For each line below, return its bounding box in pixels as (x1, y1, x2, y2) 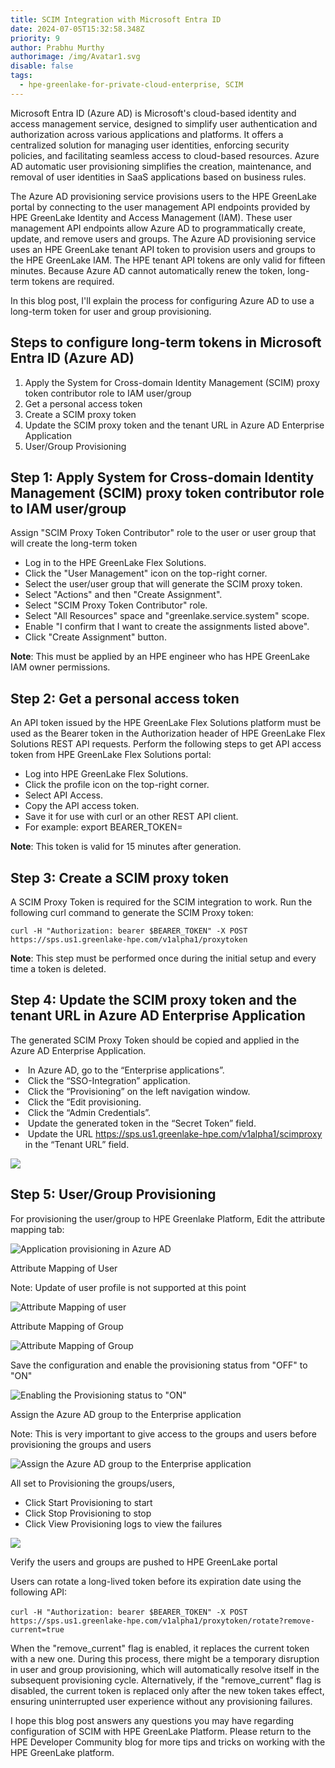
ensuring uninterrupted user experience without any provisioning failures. (10, 1695, 313, 1707)
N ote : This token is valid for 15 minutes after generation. (10, 841, 242, 853)
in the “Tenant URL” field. (24, 1138, 130, 1150)
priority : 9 (10, 33, 60, 43)
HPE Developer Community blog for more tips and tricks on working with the (10, 1736, 326, 1748)
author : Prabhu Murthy (10, 42, 105, 53)
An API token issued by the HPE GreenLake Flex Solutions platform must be (10, 717, 322, 729)
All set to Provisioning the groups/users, (10, 1477, 175, 1489)
